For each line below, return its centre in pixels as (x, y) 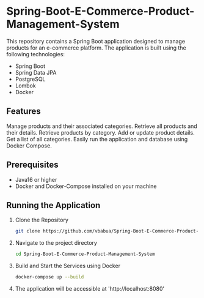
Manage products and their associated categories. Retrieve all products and (102, 126)
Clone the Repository (42, 220)
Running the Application (53, 205)
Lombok (26, 85)
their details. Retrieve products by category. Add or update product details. (100, 132)
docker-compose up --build (49, 277)
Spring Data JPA (36, 72)
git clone (28, 231)
